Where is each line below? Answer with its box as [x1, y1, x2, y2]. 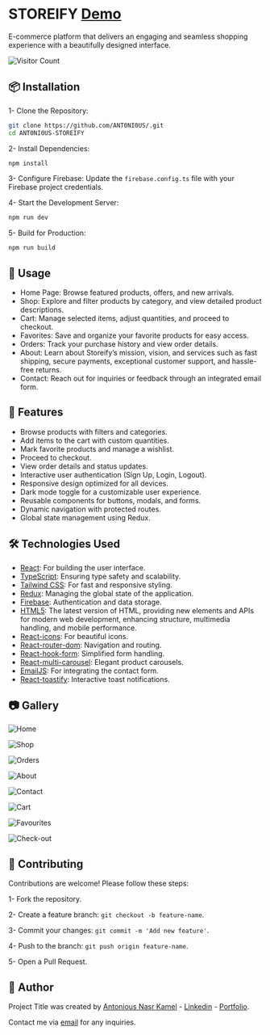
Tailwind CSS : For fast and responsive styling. [19, 579, 173, 590]
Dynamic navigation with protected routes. [19, 504, 161, 514]
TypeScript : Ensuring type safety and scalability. [19, 571, 181, 581]
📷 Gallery [8, 698, 59, 712]
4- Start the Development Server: [8, 198, 119, 208]
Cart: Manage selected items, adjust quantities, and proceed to [19, 313, 230, 323]
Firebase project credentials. [8, 183, 103, 192]
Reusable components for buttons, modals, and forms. [19, 495, 201, 505]
